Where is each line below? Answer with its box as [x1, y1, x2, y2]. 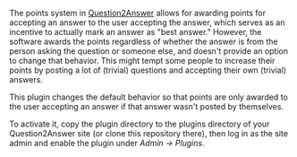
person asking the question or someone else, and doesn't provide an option [9, 46, 289, 57]
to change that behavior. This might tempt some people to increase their [9, 56, 276, 65]
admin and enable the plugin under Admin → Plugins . [9, 138, 205, 148]
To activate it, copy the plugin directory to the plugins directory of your [9, 118, 270, 129]
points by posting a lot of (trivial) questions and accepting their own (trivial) [9, 65, 287, 75]
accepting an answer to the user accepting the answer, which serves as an [9, 17, 285, 28]
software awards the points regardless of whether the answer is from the [9, 36, 278, 47]
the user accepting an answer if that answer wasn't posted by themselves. [9, 101, 284, 111]
